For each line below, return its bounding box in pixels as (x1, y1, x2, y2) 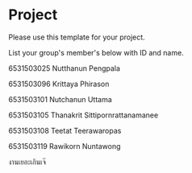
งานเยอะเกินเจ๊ (8, 157, 47, 167)
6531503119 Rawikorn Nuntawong (8, 141, 121, 150)
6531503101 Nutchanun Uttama (8, 94, 113, 104)
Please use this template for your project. (8, 32, 145, 42)
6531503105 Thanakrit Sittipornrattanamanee (8, 110, 159, 120)
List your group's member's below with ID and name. (8, 47, 184, 57)
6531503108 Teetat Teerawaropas (8, 126, 122, 135)
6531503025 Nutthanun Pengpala (8, 63, 121, 73)
